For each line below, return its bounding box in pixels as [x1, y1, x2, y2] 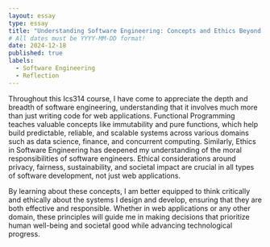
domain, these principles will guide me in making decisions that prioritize [8, 212, 250, 221]
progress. [8, 228, 40, 238]
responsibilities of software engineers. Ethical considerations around [8, 154, 236, 163]
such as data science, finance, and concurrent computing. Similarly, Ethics [8, 136, 256, 146]
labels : [8, 57, 35, 65]
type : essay [8, 19, 48, 27]
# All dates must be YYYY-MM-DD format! [8, 34, 147, 43]
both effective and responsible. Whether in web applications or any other [8, 203, 251, 213]
